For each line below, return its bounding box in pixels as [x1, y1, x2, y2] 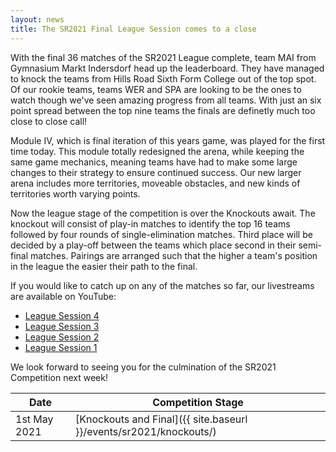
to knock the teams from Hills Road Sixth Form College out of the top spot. [10, 72, 317, 85]
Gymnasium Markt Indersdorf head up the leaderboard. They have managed [10, 62, 325, 74]
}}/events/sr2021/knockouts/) [75, 424, 217, 438]
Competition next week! [10, 371, 108, 383]
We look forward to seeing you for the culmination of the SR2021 [10, 361, 277, 373]
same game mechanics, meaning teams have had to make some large [10, 156, 298, 168]
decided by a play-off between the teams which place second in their [10, 239, 297, 251]
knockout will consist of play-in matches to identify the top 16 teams [10, 217, 291, 230]
